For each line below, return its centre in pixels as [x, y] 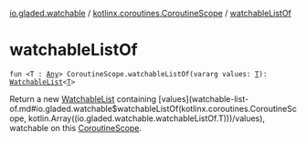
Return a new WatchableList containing [83, 98]
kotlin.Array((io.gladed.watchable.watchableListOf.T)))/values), [147, 118]
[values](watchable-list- [204, 98]
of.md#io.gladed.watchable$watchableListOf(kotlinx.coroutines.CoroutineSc [153, 108]
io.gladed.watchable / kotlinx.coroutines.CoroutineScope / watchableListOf [151, 13]
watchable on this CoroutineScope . [76, 127]
